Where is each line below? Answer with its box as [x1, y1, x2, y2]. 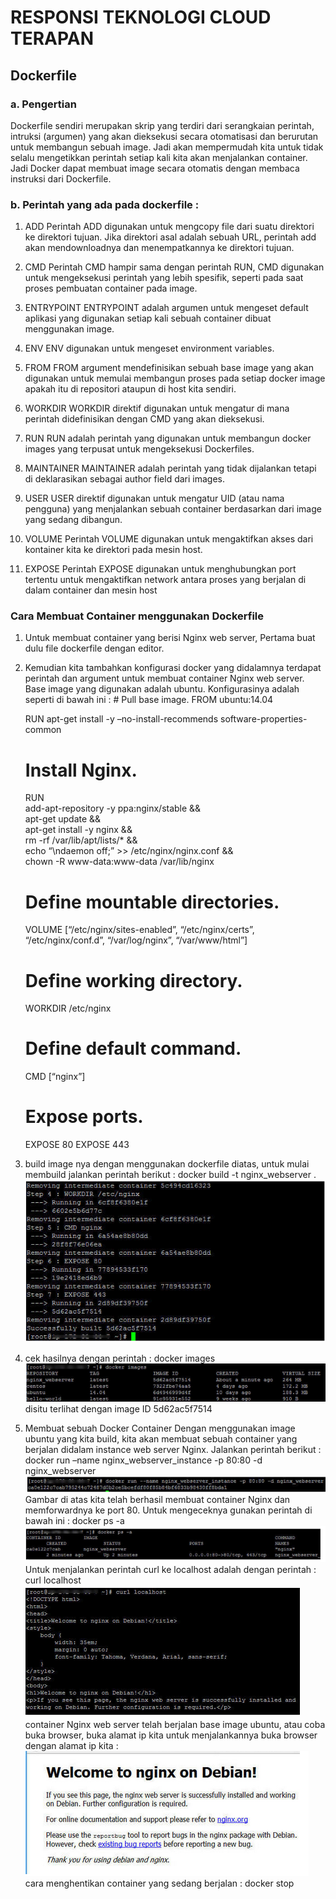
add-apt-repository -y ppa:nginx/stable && [24, 802, 202, 815]
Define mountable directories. [24, 891, 280, 913]
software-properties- [220, 713, 308, 725]
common [24, 724, 62, 736]
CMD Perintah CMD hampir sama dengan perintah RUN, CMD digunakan [24, 261, 325, 273]
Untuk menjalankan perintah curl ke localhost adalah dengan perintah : [24, 1563, 317, 1575]
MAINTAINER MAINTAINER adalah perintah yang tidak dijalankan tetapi [24, 462, 317, 475]
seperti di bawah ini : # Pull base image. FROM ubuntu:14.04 [24, 694, 274, 706]
